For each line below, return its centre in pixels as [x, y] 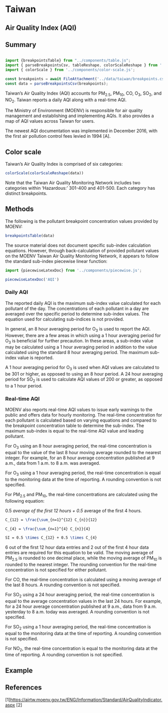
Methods [19, 209]
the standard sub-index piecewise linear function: [56, 261]
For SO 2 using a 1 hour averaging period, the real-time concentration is [78, 627]
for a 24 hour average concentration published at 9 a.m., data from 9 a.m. [81, 606]
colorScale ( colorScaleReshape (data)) [44, 173]
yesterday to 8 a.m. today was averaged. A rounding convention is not [77, 611]
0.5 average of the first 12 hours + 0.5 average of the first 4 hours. [73, 510]
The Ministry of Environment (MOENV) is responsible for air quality [74, 111]
